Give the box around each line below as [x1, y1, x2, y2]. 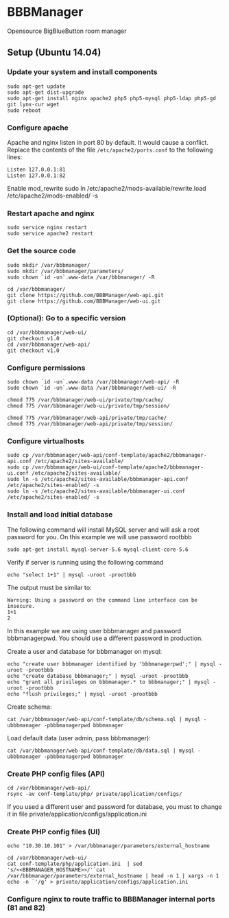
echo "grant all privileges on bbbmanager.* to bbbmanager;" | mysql [7, 679, 210, 685]
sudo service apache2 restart [7, 231, 94, 237]
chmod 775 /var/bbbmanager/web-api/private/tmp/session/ [7, 421, 173, 427]
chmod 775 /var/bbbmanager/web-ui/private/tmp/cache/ [7, 397, 165, 403]
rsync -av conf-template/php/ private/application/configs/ [7, 790, 183, 797]
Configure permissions [7, 363, 86, 373]
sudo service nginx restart [7, 224, 88, 231]
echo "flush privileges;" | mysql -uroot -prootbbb [7, 690, 158, 697]
